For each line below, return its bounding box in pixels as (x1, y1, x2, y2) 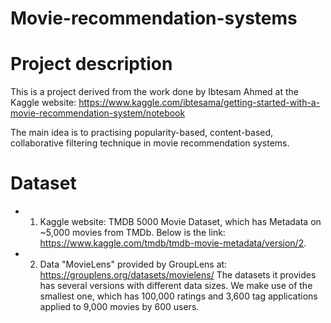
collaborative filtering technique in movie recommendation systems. (10, 137, 290, 149)
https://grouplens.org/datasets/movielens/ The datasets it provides (39, 269, 317, 281)
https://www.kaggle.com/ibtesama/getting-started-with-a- (78, 97, 321, 109)
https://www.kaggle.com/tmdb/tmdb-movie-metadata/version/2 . (39, 237, 307, 249)
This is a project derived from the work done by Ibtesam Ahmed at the (10, 86, 300, 98)
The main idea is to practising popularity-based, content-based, (10, 127, 274, 139)
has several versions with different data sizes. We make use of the (39, 280, 313, 292)
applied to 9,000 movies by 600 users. (39, 301, 200, 313)
